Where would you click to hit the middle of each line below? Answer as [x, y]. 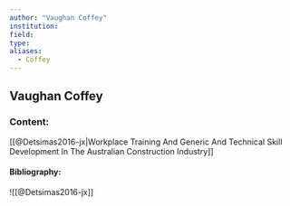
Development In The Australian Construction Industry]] [112, 151]
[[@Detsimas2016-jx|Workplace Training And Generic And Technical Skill [146, 142]
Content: [29, 122]
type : [19, 43]
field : [22, 34]
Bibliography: [35, 172]
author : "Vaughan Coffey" [58, 18]
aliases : [26, 51]
